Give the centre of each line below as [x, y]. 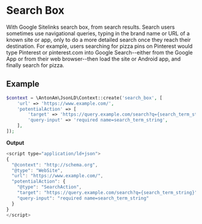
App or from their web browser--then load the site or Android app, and [93, 59]
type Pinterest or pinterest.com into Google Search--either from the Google [99, 52]
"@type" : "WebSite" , [37, 170]
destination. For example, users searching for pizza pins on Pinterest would [99, 46]
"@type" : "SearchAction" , [50, 187]
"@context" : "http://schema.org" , [55, 165]
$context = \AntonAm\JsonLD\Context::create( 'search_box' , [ [84, 98]
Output [15, 143]
